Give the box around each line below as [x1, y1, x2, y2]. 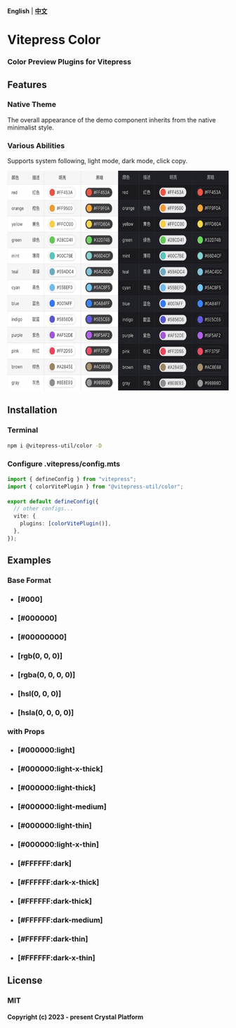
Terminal [7, 425, 39, 435]
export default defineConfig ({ [7, 498, 99, 505]
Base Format [7, 576, 51, 586]
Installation [7, 404, 58, 416]
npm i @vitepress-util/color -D [7, 442, 102, 449]
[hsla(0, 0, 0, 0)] [17, 707, 74, 717]
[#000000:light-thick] [17, 783, 96, 793]
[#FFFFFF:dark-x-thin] [17, 953, 96, 963]
